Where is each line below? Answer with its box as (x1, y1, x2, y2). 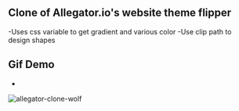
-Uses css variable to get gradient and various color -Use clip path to (8, 27, 232, 36)
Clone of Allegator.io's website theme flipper (8, 6, 232, 20)
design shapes (8, 35, 56, 45)
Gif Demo (8, 58, 55, 71)
